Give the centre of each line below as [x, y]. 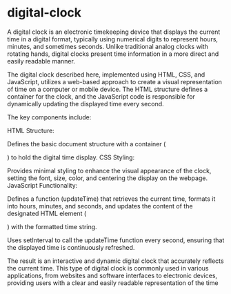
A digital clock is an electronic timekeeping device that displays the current [114, 32]
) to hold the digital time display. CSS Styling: [71, 157]
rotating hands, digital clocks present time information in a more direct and [113, 54]
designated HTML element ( [47, 213]
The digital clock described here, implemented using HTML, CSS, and [106, 75]
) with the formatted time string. [52, 226]
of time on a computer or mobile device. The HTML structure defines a [108, 89]
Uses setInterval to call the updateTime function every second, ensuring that [116, 240]
